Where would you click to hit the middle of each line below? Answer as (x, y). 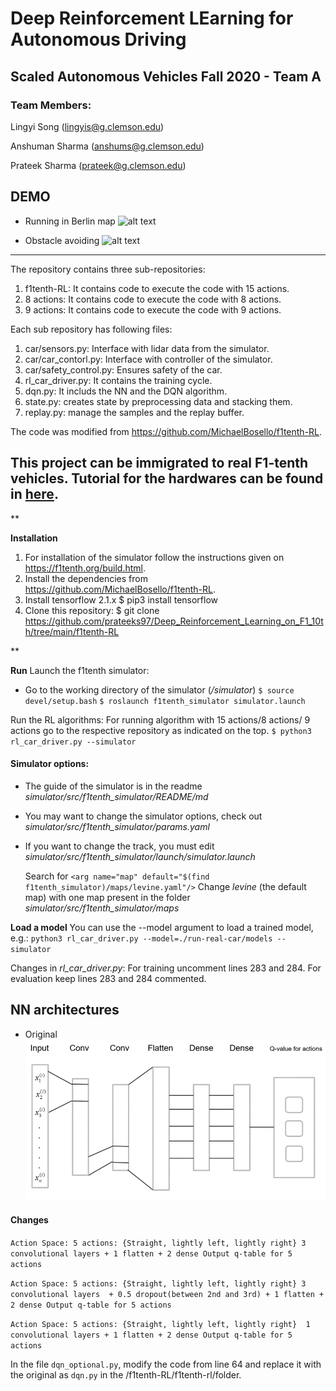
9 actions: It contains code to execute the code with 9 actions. (153, 309)
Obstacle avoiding (62, 240)
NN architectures (65, 1010)
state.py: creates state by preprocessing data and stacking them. (158, 401)
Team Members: (51, 105)
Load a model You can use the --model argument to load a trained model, (162, 927)
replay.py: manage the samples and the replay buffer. (134, 412)
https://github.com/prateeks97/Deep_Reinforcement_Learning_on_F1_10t (174, 621)
